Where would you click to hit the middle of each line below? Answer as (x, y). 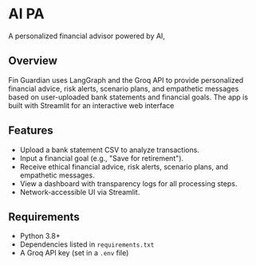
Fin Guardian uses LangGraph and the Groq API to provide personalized (126, 80)
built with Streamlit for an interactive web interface (91, 105)
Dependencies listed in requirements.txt (87, 244)
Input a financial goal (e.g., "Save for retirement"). (102, 158)
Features (31, 131)
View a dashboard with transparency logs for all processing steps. (128, 183)
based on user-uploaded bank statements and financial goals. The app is (128, 97)
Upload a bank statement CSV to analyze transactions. (109, 150)
